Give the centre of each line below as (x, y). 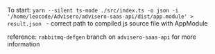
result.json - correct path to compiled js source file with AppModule (108, 23)
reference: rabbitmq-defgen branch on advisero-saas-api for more (102, 37)
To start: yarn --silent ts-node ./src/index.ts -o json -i (93, 10)
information (24, 44)
